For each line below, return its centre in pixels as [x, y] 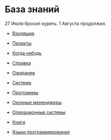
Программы [25, 92]
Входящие [23, 33]
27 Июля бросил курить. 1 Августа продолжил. [56, 23]
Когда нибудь [27, 53]
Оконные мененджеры [37, 102]
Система [22, 82]
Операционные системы [39, 112]
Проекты [22, 43]
